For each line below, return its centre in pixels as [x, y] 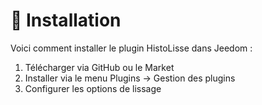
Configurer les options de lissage [93, 88]
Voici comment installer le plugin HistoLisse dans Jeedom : [131, 48]
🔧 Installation [66, 20]
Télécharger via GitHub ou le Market [99, 67]
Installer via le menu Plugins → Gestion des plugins [130, 78]
